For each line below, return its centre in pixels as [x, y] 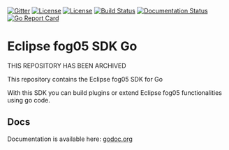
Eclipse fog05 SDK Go [72, 46]
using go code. [29, 100]
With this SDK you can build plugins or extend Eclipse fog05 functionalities [114, 92]
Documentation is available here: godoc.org [70, 139]
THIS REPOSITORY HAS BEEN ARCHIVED [67, 66]
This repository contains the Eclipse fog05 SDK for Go [85, 79]
